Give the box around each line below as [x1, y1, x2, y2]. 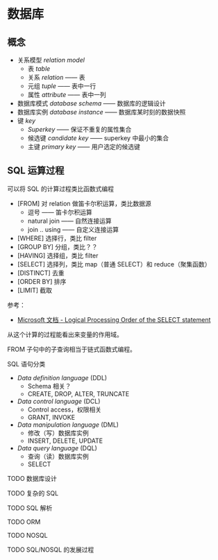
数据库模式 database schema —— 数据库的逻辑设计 [17, 99, 166, 108]
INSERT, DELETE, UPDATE [27, 436, 103, 445]
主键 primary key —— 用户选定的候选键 [27, 143, 140, 151]
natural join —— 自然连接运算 [27, 217, 112, 225]
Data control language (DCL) [17, 397, 101, 405]
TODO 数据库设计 [7, 474, 58, 482]
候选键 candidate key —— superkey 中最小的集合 [27, 134, 169, 142]
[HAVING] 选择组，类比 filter [17, 251, 99, 260]
